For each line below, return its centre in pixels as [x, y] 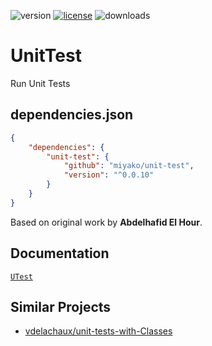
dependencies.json [72, 115]
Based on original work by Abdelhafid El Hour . [106, 222]
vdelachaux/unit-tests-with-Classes [98, 331]
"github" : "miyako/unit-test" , [129, 166]
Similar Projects [61, 306]
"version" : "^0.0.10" [109, 175]
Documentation [60, 253]
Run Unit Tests [40, 83]
